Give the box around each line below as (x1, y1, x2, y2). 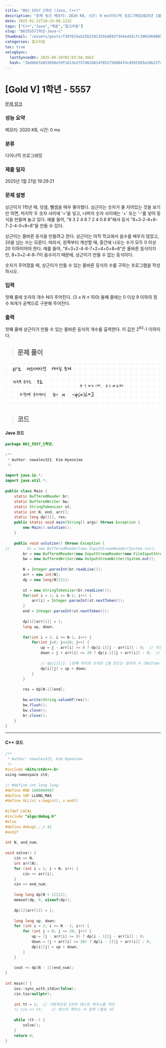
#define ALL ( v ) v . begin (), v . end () (5, 798, 79, 804)
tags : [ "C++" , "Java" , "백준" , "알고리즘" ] (5, 24, 83, 29)
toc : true (5, 45, 26, 49)
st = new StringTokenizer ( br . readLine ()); (23, 588, 112, 593)
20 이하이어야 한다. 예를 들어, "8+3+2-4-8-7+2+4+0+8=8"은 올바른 (5, 245, 139, 251)
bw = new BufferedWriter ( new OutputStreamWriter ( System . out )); (23, 557, 156, 562)
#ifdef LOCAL (5, 809, 32, 814)
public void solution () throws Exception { (14, 541, 105, 546)
